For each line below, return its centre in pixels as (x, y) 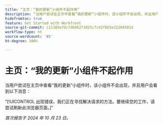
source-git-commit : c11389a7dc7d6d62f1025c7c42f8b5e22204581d (69, 28)
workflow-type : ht (24, 32)
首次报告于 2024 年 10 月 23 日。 (38, 118)
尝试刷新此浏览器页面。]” (29, 108)
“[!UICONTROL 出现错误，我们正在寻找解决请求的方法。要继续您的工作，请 (80, 101)
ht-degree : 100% (21, 41)
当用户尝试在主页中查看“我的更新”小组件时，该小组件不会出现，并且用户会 (79, 85)
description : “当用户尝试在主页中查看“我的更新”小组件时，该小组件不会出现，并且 (78, 14)
